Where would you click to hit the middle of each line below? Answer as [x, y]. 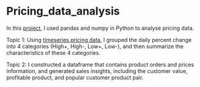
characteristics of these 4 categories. [53, 52]
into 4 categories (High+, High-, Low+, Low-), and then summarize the [95, 46]
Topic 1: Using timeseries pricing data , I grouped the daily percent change [99, 40]
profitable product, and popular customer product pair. [75, 77]
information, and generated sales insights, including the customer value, [97, 71]
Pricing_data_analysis [63, 11]
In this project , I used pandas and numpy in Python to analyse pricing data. [100, 28]
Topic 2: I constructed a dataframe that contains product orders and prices [100, 64]
